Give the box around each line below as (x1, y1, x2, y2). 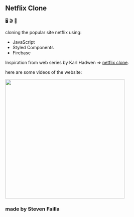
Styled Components (12, 44, 54, 50)
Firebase (12, 50, 31, 56)
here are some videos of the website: (5, 69, 82, 75)
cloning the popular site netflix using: (5, 29, 82, 35)
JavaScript (12, 39, 35, 45)
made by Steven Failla (5, 205, 60, 212)
